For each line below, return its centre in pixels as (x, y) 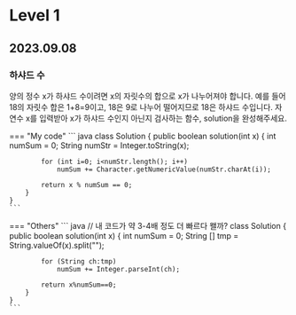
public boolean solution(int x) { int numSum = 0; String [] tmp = (124, 235)
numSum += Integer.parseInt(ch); (118, 269)
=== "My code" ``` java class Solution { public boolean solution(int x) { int (143, 136)
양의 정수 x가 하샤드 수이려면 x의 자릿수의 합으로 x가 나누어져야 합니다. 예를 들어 (148, 96)
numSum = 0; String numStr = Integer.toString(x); (99, 145)
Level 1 (35, 16)
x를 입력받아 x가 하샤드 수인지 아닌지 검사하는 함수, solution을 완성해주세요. (156, 118)
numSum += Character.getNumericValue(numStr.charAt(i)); (164, 169)
